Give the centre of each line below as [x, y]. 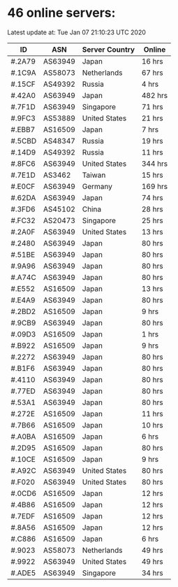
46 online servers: [61, 13]
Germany [97, 186]
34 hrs [152, 573]
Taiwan [94, 175]
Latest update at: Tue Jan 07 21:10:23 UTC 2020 [77, 32]
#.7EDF [23, 516]
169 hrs [155, 186]
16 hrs [152, 61]
